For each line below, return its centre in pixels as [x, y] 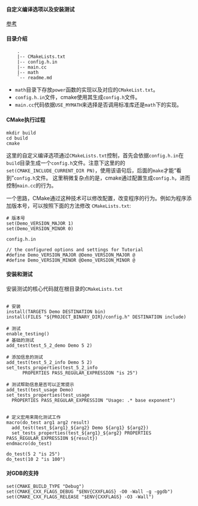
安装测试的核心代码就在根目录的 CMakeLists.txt [64, 288]
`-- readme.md [34, 78]
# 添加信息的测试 [25, 357]
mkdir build [21, 133]
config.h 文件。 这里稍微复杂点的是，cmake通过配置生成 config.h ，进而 [102, 178]
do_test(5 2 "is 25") [33, 454]
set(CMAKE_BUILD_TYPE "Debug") [45, 487]
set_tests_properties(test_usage [48, 395]
